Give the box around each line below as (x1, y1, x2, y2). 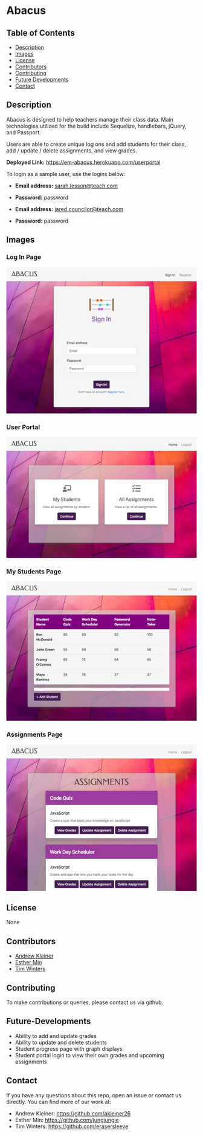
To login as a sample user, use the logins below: (6, 170, 126, 177)
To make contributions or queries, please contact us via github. (6, 999, 164, 1006)
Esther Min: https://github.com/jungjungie (14, 1116, 119, 1123)
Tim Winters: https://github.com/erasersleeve (14, 1123, 129, 1130)
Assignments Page (6, 730, 63, 739)
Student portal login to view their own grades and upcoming (14, 1051, 165, 1059)
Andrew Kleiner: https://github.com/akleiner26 (14, 1109, 131, 1117)
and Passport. (6, 128, 41, 136)
